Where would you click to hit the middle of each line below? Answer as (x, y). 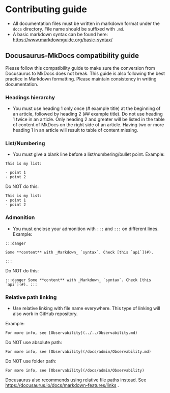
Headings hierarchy (30, 97)
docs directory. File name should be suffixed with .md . (68, 29)
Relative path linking (31, 297)
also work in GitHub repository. (45, 314)
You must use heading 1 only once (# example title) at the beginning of (87, 108)
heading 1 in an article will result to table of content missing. (75, 130)
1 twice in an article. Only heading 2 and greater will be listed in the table (89, 119)
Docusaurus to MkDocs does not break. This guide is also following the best (85, 73)
